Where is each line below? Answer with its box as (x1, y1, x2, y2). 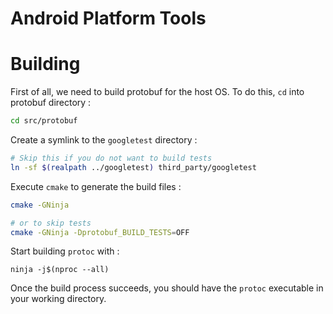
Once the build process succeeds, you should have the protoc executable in (10, 282, 324, 294)
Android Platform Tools (10, 7, 207, 30)
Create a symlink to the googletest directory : (10, 134, 198, 146)
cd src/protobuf (10, 116, 78, 126)
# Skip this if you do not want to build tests (10, 153, 213, 163)
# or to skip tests (10, 218, 92, 228)
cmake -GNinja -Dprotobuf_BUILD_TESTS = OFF (10, 227, 190, 237)
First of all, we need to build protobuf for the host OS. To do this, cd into (10, 86, 305, 98)
